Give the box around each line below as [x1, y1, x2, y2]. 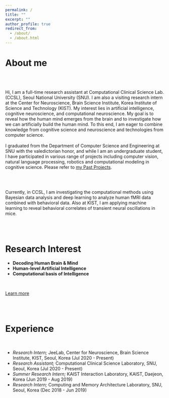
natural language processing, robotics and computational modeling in [5, 158, 150, 164]
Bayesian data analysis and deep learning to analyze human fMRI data [5, 194, 151, 200]
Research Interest [5, 243, 82, 255]
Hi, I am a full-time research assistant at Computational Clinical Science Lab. [5, 89, 164, 95]
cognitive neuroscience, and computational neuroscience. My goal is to [5, 110, 154, 117]
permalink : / [5, 7, 33, 13]
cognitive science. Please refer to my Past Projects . [5, 164, 112, 170]
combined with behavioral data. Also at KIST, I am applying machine [5, 200, 147, 206]
